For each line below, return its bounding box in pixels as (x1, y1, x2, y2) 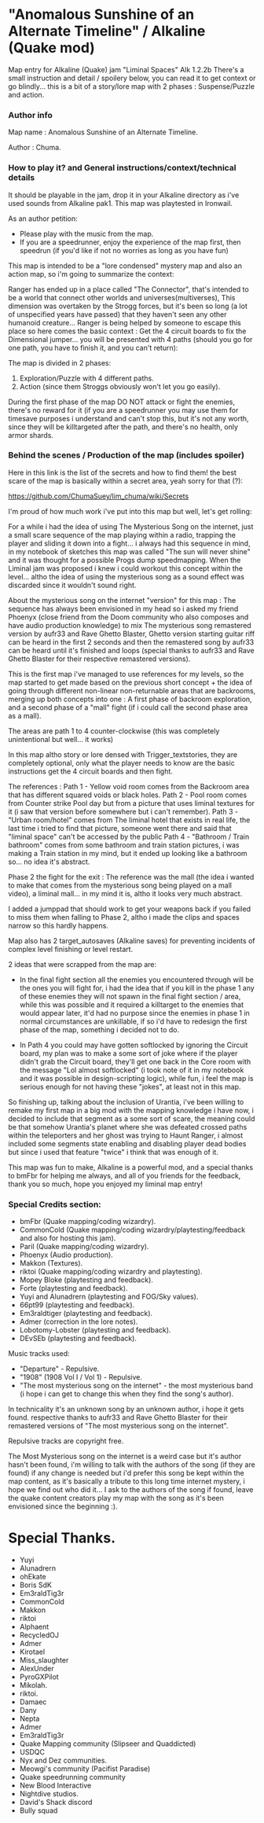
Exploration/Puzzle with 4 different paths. (19, 373, 155, 383)
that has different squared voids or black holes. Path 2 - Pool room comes (8, 790, 247, 799)
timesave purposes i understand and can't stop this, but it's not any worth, (8, 413, 249, 423)
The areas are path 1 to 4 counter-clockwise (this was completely (8, 726, 220, 736)
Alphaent (19, 1622, 49, 1632)
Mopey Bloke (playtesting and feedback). (19, 1275, 153, 1285)
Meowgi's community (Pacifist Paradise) (19, 1764, 151, 1773)
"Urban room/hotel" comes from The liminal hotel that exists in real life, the (8, 815, 251, 825)
